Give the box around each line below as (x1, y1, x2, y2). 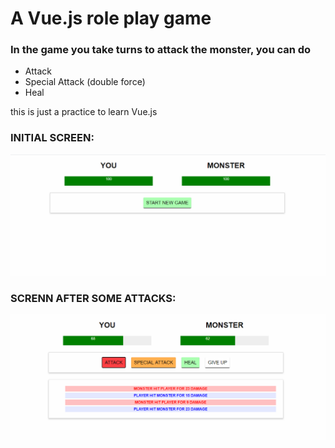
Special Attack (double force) (24, 76, 146, 88)
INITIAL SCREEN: (10, 131, 95, 145)
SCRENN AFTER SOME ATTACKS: (10, 292, 177, 306)
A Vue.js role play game (10, 7, 212, 30)
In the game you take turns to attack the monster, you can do (10, 43, 312, 57)
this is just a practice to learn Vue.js (10, 106, 158, 118)
